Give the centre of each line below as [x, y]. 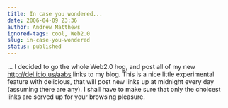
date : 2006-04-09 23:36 [42, 20]
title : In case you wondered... [55, 14]
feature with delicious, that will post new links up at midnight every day [111, 82]
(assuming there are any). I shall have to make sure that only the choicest [114, 89]
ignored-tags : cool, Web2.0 [49, 34]
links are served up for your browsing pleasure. [76, 97]
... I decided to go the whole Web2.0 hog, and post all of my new [102, 67]
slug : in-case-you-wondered [49, 40]
